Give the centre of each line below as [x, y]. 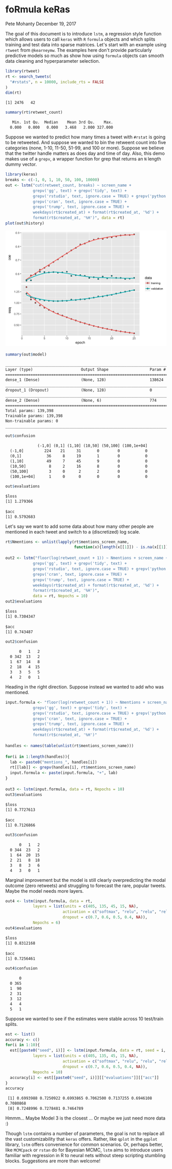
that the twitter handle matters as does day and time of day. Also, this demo [85, 153]
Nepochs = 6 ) [46, 923]
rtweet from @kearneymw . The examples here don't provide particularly [79, 50]
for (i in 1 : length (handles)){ [38, 757]
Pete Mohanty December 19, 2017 [41, 24]
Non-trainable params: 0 [32, 421]
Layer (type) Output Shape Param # [86, 369]
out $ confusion [20, 436]
